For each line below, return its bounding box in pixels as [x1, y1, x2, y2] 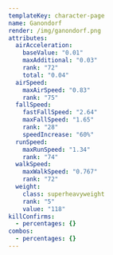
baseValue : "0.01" [22, 49, 84, 57]
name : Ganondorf [8, 19, 62, 27]
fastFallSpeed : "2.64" [22, 109, 98, 117]
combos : [8, 227, 34, 236]
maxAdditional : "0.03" [22, 57, 98, 65]
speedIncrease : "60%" [22, 130, 94, 138]
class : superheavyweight [22, 189, 105, 198]
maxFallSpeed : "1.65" [22, 116, 94, 124]
